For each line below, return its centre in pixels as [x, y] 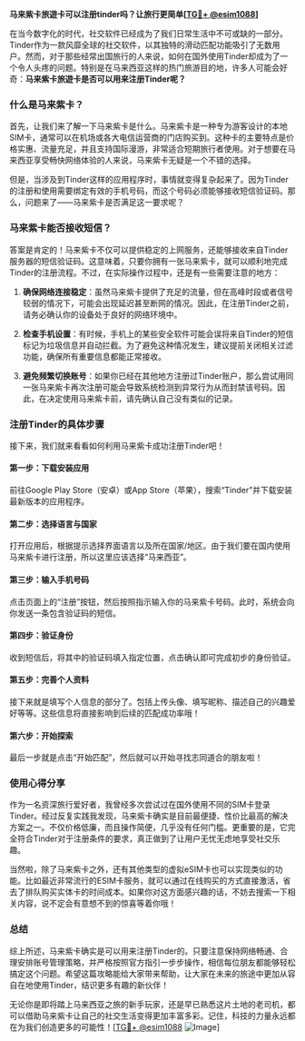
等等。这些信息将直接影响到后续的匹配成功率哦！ [108, 713]
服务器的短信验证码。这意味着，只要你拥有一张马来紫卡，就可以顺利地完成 [148, 261]
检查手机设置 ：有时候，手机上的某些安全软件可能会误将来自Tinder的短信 [158, 333]
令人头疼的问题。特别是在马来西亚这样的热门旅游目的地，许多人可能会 [148, 68]
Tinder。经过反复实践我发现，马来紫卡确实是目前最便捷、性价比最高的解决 [149, 816]
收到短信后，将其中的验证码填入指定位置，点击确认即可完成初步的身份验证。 [152, 657]
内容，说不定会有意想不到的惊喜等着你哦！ [97, 904]
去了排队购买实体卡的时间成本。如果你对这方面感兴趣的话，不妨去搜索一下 [148, 892]
